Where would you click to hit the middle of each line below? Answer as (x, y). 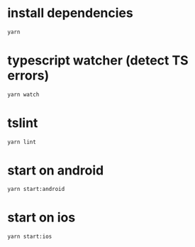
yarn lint (22, 142)
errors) (28, 75)
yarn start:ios (30, 237)
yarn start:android (36, 190)
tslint (23, 123)
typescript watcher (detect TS (98, 60)
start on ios (41, 218)
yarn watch (23, 94)
